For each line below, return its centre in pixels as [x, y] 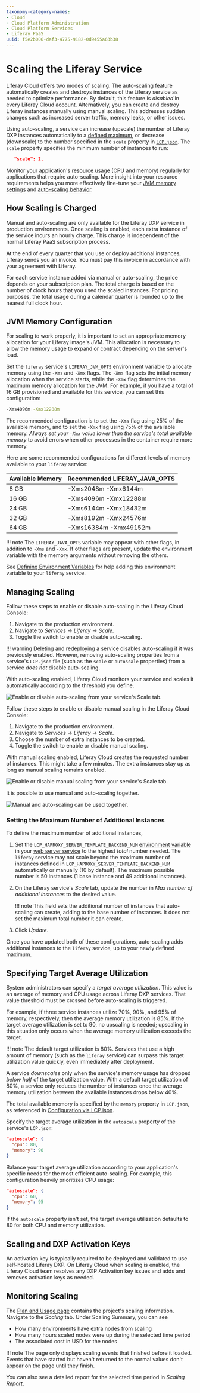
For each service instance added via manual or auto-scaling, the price [92, 277]
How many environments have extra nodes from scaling [83, 1328]
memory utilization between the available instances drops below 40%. [92, 1092]
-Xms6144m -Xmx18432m [107, 509]
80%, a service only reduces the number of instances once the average [94, 1086]
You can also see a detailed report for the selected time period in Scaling [96, 1377]
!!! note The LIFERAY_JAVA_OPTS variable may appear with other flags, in [93, 543]
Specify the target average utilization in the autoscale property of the [91, 1122]
